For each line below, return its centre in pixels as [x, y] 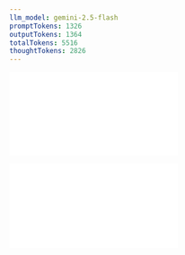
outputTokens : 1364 [46, 34]
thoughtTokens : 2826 [48, 51]
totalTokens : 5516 [44, 43]
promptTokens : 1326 [46, 26]
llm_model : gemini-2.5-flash [64, 18]
